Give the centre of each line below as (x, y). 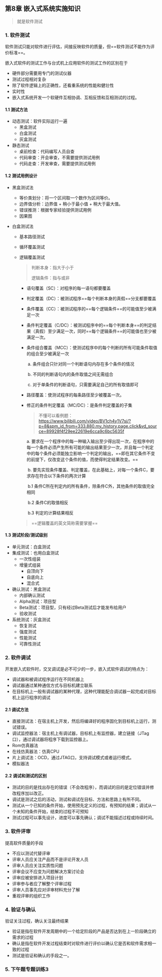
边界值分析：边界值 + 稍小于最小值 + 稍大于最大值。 (71, 204)
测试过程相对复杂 (29, 80)
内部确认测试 (32, 595)
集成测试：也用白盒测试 (35, 553)
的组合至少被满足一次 (48, 354)
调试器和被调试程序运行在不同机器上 (48, 679)
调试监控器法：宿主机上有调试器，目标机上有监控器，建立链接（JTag (81, 733)
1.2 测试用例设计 (21, 176)
